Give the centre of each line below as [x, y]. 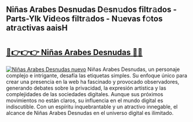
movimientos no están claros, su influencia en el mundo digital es [85, 100]
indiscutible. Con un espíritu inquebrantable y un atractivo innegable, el [92, 107]
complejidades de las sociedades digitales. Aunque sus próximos [85, 94]
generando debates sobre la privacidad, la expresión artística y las [86, 88]
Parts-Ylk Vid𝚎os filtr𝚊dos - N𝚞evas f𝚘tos [84, 19]
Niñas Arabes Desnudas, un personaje [134, 69]
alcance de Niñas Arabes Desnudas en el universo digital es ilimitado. [90, 113]
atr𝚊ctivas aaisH [37, 28]
